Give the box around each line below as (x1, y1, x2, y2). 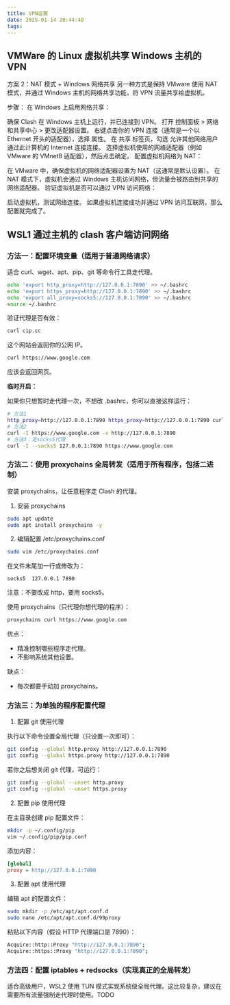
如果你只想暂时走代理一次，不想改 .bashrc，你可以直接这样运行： (7, 397, 192, 405)
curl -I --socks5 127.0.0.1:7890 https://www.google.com (7, 443, 173, 449)
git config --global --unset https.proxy (7, 786, 127, 793)
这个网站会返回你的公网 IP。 (7, 340, 87, 349)
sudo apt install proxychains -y (7, 521, 103, 528)
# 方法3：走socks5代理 (7, 436, 66, 443)
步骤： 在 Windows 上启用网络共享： (7, 103, 111, 112)
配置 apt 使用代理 (16, 880, 66, 888)
